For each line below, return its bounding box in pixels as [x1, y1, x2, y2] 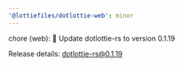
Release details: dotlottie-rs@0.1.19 [8, 49, 123, 58]
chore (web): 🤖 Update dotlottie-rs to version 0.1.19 [8, 33, 176, 43]
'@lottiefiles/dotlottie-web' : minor [8, 11, 134, 20]
